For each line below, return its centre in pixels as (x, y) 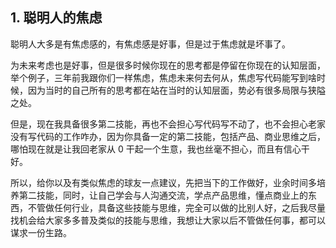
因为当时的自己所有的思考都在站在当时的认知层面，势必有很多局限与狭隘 (176, 90)
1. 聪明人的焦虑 (56, 18)
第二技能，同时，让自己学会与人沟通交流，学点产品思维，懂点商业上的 (163, 195)
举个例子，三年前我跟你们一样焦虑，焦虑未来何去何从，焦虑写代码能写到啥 (163, 77)
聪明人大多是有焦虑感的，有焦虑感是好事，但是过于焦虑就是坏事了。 (150, 44)
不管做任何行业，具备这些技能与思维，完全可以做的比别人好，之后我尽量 (176, 207)
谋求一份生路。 (41, 232)
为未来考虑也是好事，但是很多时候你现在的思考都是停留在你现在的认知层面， (168, 65)
